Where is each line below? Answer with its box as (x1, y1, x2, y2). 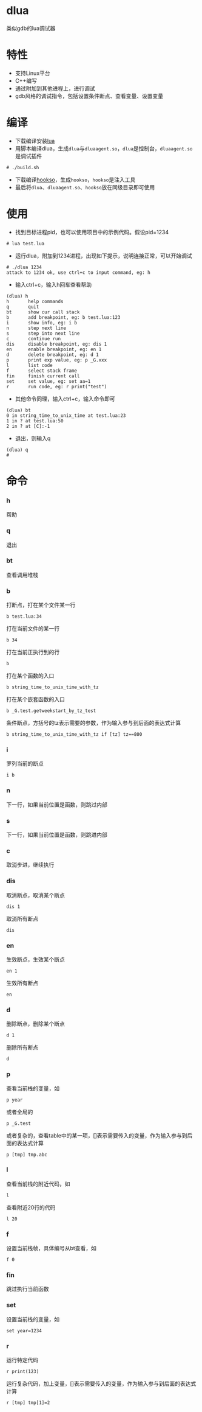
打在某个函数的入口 (6, 672, 55, 679)
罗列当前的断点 (6, 760, 44, 767)
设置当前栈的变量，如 (6, 1315, 59, 1323)
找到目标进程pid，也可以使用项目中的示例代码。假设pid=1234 (15, 228, 169, 236)
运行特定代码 (6, 1356, 38, 1363)
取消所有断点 (6, 915, 38, 922)
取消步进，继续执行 (6, 861, 55, 869)
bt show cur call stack (6, 309, 80, 315)
